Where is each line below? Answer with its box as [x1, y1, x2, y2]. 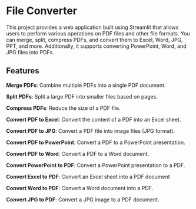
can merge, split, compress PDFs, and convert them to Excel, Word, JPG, [6, 36, 184, 43]
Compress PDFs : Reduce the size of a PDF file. [6, 105, 121, 112]
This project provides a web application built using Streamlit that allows [6, 24, 179, 31]
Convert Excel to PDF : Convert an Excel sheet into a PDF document [6, 173, 170, 180]
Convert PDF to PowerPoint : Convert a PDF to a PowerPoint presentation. [6, 139, 185, 146]
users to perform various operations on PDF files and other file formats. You [6, 30, 190, 37]
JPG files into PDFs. [6, 48, 54, 55]
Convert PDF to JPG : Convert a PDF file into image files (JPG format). [6, 127, 175, 134]
